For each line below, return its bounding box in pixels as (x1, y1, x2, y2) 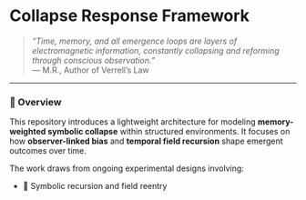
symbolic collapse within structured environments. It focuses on (46, 126, 291, 137)
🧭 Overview (9, 95, 62, 108)
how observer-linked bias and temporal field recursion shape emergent (9, 135, 284, 146)
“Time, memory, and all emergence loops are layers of (31, 35, 238, 46)
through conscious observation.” (31, 55, 156, 65)
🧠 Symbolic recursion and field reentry (22, 181, 168, 192)
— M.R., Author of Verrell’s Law (31, 65, 150, 75)
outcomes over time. (9, 145, 87, 156)
